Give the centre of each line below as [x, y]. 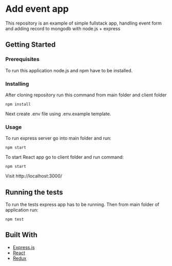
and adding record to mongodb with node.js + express [63, 28]
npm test [15, 219]
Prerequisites [22, 59]
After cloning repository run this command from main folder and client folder [86, 95]
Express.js [24, 247]
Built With [21, 235]
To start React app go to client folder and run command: [65, 157]
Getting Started [31, 45]
